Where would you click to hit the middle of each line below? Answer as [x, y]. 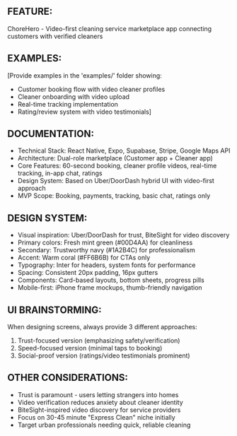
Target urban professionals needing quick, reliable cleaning [104, 425]
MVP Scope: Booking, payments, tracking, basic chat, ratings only [114, 196]
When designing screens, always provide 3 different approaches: [103, 327]
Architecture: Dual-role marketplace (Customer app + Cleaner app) [115, 158]
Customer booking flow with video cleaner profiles [91, 89]
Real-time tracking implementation [68, 104]
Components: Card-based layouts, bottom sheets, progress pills [111, 280]
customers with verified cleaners [55, 36]
